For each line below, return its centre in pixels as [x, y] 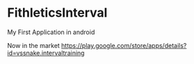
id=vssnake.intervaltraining [46, 53]
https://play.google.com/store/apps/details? [124, 45]
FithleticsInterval [57, 13]
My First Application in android [51, 32]
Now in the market [34, 45]
